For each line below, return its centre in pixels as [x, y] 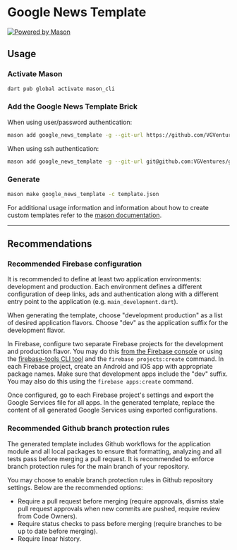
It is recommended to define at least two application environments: [104, 279]
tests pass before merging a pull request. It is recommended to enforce [111, 458]
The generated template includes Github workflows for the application [109, 444]
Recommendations [50, 244]
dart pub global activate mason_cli [61, 89]
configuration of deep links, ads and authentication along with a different [113, 294]
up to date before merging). [57, 531]
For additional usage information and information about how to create [108, 207]
